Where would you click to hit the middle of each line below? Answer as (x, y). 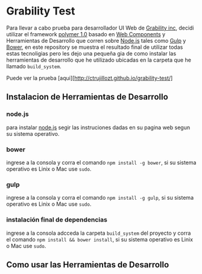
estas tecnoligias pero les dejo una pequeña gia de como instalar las (91, 53)
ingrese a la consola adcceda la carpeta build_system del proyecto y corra (99, 233)
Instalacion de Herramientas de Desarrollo (87, 97)
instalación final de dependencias (57, 220)
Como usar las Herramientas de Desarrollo (88, 265)
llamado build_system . (34, 66)
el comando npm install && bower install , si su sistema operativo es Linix (100, 239)
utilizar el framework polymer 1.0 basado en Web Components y (86, 34)
